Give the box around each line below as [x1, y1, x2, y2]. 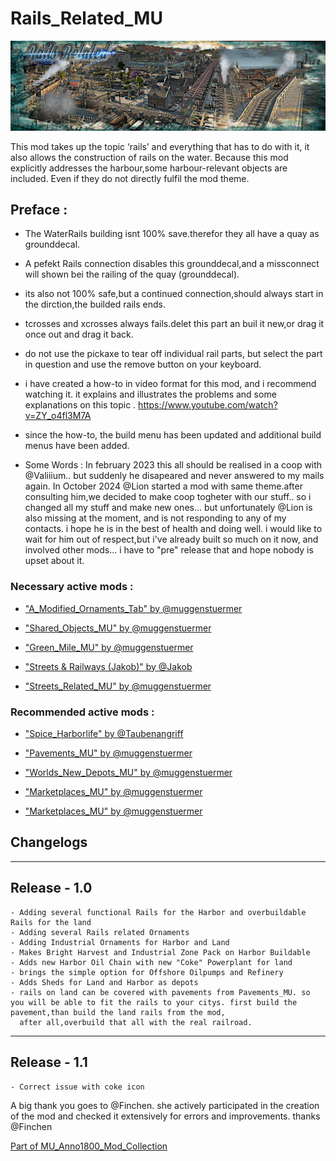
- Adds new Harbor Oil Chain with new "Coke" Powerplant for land [10, 957, 293, 967]
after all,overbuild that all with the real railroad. [19, 1017, 253, 1027]
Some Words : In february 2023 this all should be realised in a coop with [24, 459, 323, 471]
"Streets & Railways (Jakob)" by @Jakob [24, 660, 193, 672]
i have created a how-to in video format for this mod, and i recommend [24, 378, 317, 390]
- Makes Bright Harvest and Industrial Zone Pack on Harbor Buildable [10, 947, 311, 957]
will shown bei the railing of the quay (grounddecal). [24, 268, 240, 281]
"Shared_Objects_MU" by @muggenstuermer [24, 622, 212, 634]
